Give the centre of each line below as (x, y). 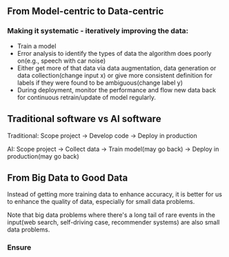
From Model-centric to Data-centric (86, 11)
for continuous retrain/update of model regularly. (87, 97)
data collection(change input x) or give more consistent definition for (114, 75)
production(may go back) (43, 156)
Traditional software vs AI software (84, 119)
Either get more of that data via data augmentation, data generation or (117, 68)
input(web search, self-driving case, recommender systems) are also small (113, 223)
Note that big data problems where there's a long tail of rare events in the (111, 215)
